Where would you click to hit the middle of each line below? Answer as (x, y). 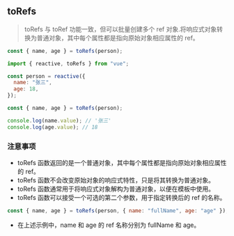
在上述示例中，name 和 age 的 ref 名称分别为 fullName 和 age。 (109, 225)
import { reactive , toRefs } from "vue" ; (68, 63)
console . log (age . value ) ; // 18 (53, 127)
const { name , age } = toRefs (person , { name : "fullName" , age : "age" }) (117, 211)
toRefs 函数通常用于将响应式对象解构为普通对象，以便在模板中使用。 (116, 189)
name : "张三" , (33, 83)
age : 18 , (26, 89)
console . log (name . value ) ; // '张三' (59, 120)
